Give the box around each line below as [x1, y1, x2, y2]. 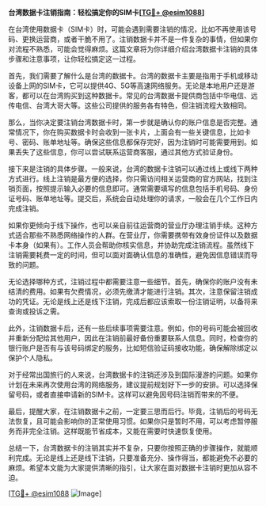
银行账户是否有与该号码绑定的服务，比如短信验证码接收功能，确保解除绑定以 [8, 344, 258, 352]
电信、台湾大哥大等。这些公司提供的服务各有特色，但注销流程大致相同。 [14, 101, 251, 110]
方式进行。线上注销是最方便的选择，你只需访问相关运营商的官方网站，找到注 [8, 174, 258, 183]
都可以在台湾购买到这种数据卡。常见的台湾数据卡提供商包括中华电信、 [21, 91, 251, 100]
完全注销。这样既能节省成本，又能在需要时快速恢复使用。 [28, 427, 216, 436]
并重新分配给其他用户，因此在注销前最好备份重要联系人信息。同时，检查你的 [8, 333, 258, 343]
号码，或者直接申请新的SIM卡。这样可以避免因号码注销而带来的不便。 [14, 390, 243, 399]
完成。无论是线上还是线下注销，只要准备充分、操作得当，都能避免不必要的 [14, 453, 258, 462]
